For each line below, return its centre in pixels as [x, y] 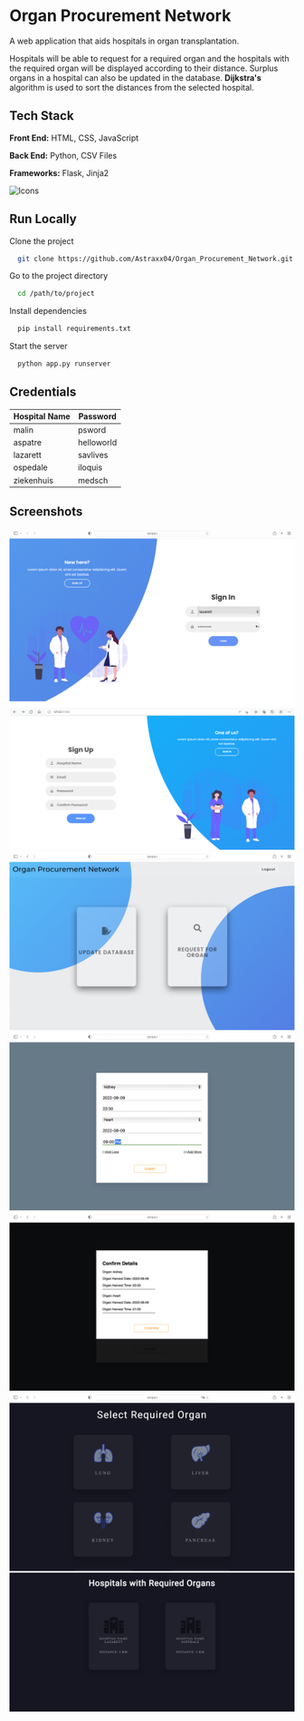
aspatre [28, 442]
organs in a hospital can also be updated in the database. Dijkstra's [136, 77]
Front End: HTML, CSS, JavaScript [74, 138]
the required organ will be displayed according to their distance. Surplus [144, 68]
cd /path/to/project [56, 294]
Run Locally [43, 219]
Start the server [38, 347]
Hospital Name [42, 416]
